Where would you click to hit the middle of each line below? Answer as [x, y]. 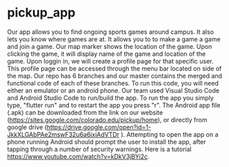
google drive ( [27, 127]
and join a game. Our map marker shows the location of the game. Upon [110, 46]
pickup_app [41, 13]
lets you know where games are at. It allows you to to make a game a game [114, 39]
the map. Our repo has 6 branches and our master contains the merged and [115, 76]
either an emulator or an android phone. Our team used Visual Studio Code [113, 90]
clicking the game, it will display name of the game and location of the [107, 54]
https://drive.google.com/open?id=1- [99, 127]
